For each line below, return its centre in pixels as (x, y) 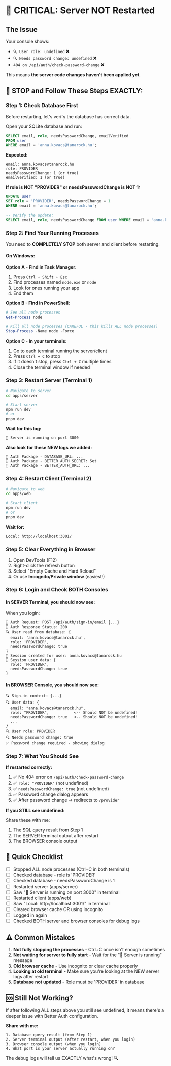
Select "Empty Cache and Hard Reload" (55, 571)
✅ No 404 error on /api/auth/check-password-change (69, 777)
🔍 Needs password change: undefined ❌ (55, 58)
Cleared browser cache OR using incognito (58, 909)
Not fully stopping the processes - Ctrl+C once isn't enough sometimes (89, 949)
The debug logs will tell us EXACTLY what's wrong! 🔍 (62, 1058)
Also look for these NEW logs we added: (49, 448)
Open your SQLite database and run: (44, 126)
